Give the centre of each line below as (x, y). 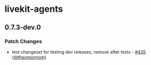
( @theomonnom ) (29, 57)
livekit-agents (34, 9)
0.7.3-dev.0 (23, 27)
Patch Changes (23, 41)
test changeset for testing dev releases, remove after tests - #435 (79, 52)
